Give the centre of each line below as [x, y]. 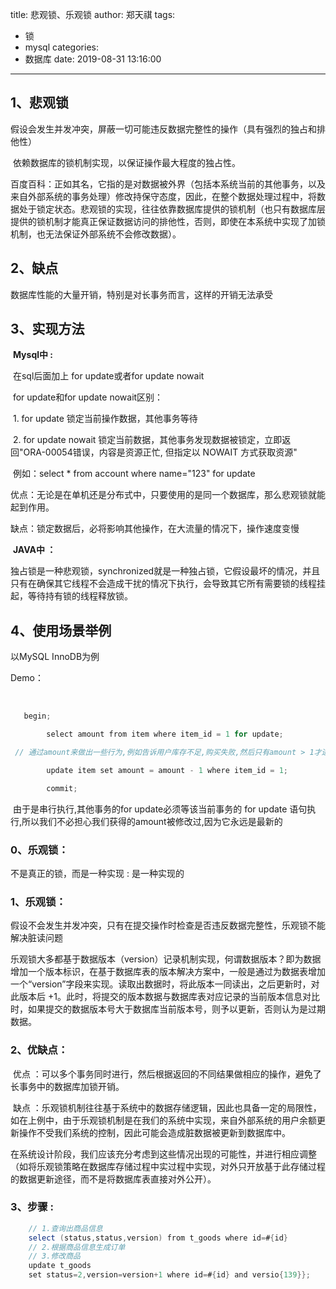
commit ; [62, 788]
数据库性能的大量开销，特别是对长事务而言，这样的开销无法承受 [141, 294]
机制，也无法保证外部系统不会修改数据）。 [96, 234]
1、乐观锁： [38, 901]
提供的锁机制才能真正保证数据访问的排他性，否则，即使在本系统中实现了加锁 [168, 221]
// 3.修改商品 [54, 1256]
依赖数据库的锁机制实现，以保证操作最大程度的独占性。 [126, 162]
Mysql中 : [33, 355]
